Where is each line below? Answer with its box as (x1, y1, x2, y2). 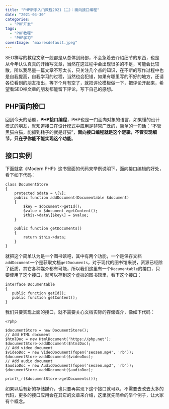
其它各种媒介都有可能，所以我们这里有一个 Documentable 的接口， (22, 266, 156, 272)
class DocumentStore (5, 182, 49, 187)
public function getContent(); (12, 295, 78, 300)
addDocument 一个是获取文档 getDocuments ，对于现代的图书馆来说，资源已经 (5, 260, 158, 266)
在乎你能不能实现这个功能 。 (18, 135, 76, 141)
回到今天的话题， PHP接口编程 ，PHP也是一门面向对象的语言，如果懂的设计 (5, 116, 160, 122)
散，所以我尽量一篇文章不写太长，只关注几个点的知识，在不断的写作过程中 (5, 67, 159, 73)
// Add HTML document (5, 333, 51, 338)
